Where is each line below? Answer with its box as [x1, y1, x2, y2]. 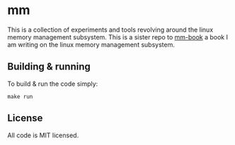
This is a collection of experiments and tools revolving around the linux [7, 25, 214, 34]
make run [7, 93, 33, 100]
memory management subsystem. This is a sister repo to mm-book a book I [7, 32, 229, 41]
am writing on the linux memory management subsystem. [7, 40, 175, 49]
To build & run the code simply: [7, 80, 98, 88]
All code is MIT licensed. [7, 131, 79, 139]
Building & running [7, 61, 91, 72]
